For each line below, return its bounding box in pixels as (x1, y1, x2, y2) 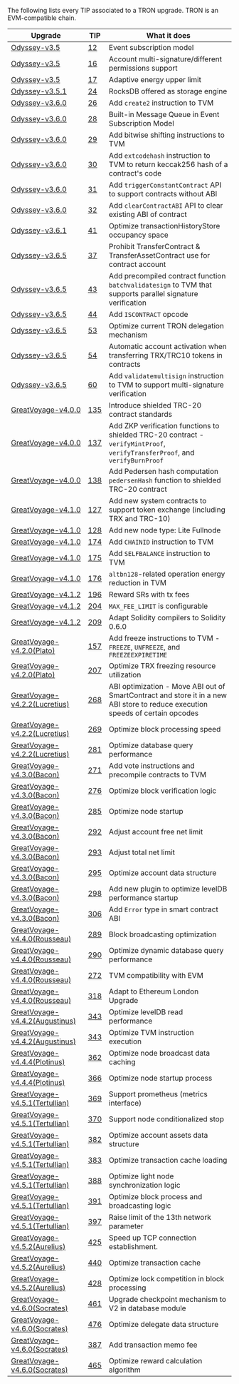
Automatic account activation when (109, 342, 228, 351)
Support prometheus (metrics (109, 1089, 208, 1098)
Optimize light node (109, 1171, 174, 1181)
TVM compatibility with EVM (109, 971, 204, 980)
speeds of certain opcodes (109, 708, 199, 718)
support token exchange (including (109, 505, 225, 515)
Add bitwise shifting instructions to (109, 130, 225, 140)
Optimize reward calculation (109, 1356, 203, 1365)
